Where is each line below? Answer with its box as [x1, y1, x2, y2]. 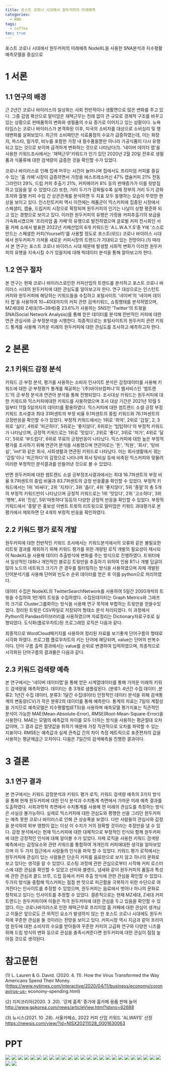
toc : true [5, 31, 26, 36]
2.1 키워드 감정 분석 [5, 365, 61, 374]
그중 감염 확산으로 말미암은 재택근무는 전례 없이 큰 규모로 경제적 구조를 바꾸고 [12, 113, 163, 119]
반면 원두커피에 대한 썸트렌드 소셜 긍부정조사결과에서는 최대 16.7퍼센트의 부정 [5, 471, 157, 478]
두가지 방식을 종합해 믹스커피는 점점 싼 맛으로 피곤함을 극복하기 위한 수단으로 [5, 879, 156, 885]
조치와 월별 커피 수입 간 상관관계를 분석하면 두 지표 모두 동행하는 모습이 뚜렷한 [5, 193, 158, 199]
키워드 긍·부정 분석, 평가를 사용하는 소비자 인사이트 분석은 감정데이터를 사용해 [5, 379, 157, 385]
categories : [5, 12, 30, 17]
